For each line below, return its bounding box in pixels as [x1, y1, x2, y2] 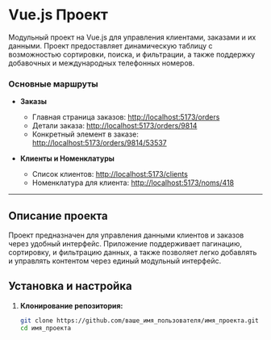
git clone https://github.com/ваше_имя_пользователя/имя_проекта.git [19, 317, 260, 325]
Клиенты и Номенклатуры [19, 153, 115, 163]
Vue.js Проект [8, 6, 109, 24]
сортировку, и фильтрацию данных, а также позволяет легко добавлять [8, 248, 257, 258]
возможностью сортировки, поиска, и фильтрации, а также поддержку [8, 49, 256, 59]
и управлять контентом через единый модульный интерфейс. [8, 256, 222, 266]
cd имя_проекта [19, 324, 72, 332]
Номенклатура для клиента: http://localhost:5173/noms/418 [31, 178, 235, 187]
